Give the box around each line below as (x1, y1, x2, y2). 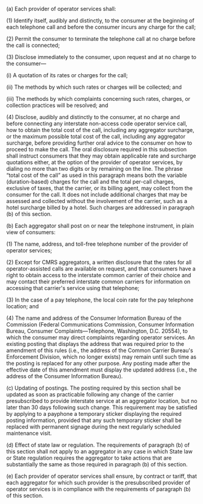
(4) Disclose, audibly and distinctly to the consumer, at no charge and (6, 114, 180, 120)
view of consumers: (6, 229, 56, 236)
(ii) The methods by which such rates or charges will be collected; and (6, 83, 182, 91)
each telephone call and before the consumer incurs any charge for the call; (6, 24, 196, 30)
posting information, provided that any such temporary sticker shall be (6, 416, 182, 424)
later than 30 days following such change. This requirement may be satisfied (6, 404, 198, 411)
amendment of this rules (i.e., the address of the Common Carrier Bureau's (6, 347, 193, 354)
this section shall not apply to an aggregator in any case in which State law (6, 448, 193, 455)
